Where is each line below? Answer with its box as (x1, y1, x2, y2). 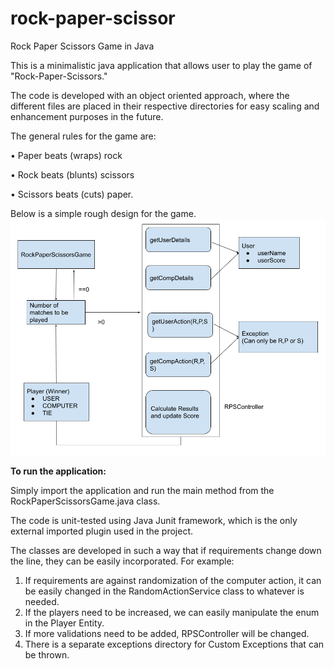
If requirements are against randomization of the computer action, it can (24, 574, 322, 586)
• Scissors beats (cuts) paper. (10, 188, 134, 200)
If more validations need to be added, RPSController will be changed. (24, 627, 310, 639)
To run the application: (10, 465, 107, 477)
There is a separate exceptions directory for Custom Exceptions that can (24, 638, 325, 650)
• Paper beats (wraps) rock (10, 149, 123, 161)
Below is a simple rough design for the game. (10, 207, 197, 219)
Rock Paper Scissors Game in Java (10, 40, 155, 52)
